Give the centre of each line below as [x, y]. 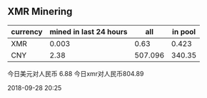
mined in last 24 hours [89, 31]
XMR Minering [40, 12]
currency [27, 31]
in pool [184, 31]
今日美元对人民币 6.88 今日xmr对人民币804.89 [76, 73]
